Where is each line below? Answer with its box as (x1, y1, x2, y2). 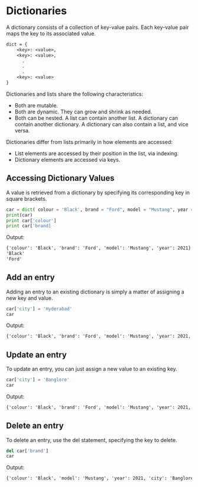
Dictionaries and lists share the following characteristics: (6, 90, 143, 97)
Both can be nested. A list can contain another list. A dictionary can (14, 114, 179, 122)
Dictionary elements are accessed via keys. (14, 156, 121, 163)
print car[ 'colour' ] (6, 217, 57, 224)
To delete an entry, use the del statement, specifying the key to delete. (6, 436, 177, 443)
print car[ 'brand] (6, 223, 51, 229)
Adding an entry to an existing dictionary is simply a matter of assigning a (6, 288, 184, 295)
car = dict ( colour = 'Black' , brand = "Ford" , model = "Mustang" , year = (6, 207, 194, 213)
